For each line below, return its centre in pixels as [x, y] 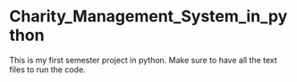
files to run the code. [48, 70]
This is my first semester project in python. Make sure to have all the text [143, 60]
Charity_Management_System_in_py [148, 16]
